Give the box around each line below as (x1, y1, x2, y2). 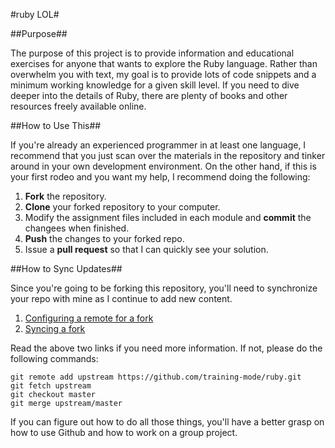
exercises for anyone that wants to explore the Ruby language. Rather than (10, 58, 318, 69)
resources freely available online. (10, 100, 147, 112)
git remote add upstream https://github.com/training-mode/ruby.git (10, 372, 302, 382)
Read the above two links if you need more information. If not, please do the (10, 342, 323, 354)
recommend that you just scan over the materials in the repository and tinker (10, 150, 326, 161)
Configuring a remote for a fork (24, 312, 154, 324)
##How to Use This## (10, 120, 102, 131)
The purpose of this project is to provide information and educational (10, 47, 295, 59)
